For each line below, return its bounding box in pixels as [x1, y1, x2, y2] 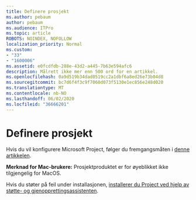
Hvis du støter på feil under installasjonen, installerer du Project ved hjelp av [6, 181, 190, 188]
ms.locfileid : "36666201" [6, 101, 69, 107]
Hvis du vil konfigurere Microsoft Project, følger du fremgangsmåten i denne [6, 146, 190, 153]
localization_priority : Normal [6, 42, 82, 48]
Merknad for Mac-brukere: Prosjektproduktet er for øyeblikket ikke [6, 164, 169, 171]
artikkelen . [6, 152, 32, 159]
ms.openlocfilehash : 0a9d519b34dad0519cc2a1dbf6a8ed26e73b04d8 [6, 74, 164, 80]
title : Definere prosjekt [6, 8, 69, 15]
